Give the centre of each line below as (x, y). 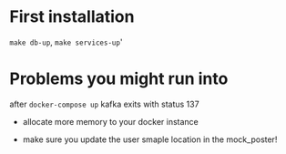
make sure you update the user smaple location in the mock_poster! (150, 139)
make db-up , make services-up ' (66, 42)
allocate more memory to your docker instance (110, 121)
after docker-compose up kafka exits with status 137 (104, 104)
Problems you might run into (119, 79)
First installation (72, 17)
